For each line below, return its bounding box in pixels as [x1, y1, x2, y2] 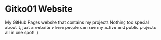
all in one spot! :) [5, 29, 38, 35]
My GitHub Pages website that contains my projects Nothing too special [5, 19, 149, 25]
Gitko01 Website [5, 3, 73, 14]
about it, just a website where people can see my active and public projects [5, 24, 156, 30]
